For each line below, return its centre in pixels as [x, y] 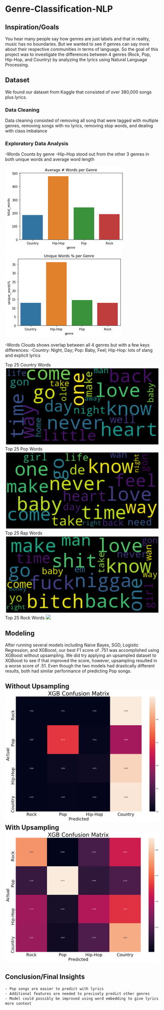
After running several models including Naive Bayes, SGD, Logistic [72, 645]
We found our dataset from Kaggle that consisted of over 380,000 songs [78, 92]
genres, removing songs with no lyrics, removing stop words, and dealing [79, 126]
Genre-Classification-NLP [59, 9]
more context [18, 1003]
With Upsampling [32, 828]
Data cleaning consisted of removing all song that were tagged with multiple [82, 120]
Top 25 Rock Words [25, 618]
